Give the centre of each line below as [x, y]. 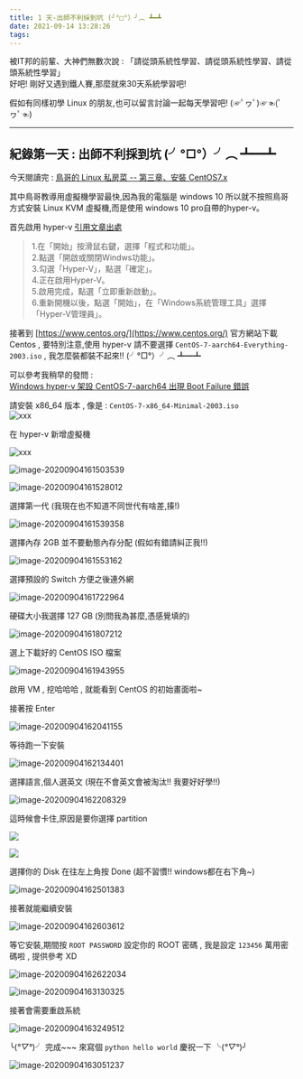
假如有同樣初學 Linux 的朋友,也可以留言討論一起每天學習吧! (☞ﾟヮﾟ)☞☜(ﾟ [146, 103]
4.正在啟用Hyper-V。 [70, 280]
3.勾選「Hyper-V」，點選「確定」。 [94, 269]
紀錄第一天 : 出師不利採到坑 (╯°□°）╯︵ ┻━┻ [143, 154]
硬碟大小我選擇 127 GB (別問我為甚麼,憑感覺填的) [100, 616]
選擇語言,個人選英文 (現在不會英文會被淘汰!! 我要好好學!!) [115, 782]
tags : [19, 34]
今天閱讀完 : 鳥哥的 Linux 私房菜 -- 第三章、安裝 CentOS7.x [119, 178]
